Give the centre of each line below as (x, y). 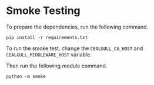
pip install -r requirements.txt (47, 37)
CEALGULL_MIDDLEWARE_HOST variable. (49, 54)
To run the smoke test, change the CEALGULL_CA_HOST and (75, 48)
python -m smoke (26, 76)
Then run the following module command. (57, 66)
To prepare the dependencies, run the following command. (77, 27)
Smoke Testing (43, 11)
